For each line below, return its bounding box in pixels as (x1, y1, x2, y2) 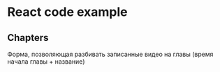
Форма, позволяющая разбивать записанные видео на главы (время (7, 50, 214, 58)
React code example (7, 4, 128, 20)
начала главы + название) (7, 57, 85, 66)
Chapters (7, 32, 49, 44)
